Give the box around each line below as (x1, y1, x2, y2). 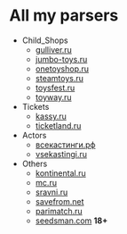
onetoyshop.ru (35, 63, 90, 74)
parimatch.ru (35, 205, 83, 216)
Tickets (21, 101, 50, 112)
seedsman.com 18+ (35, 215, 108, 226)
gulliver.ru (35, 44, 73, 54)
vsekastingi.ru (35, 148, 87, 159)
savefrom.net (35, 196, 84, 206)
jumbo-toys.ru (35, 54, 88, 64)
